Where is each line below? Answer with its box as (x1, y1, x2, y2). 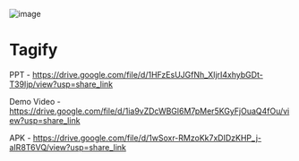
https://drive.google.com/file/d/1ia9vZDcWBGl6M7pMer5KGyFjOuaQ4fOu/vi (9, 106, 290, 116)
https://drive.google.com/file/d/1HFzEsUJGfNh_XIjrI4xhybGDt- (32, 69, 264, 80)
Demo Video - (9, 96, 61, 106)
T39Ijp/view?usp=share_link (9, 79, 114, 89)
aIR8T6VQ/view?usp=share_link (9, 141, 127, 152)
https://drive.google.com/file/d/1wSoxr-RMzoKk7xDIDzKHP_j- (32, 132, 262, 143)
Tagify (9, 40, 58, 60)
